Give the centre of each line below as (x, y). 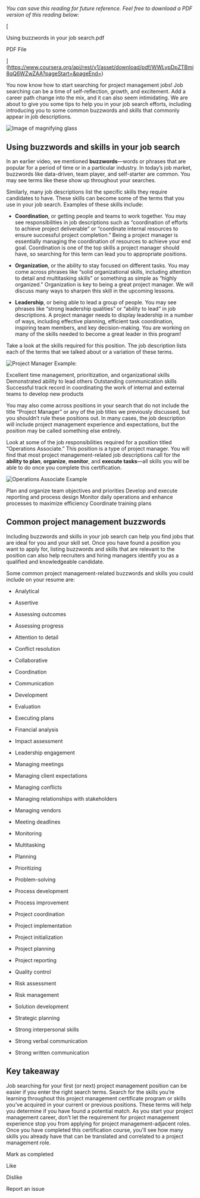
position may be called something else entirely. (64, 431)
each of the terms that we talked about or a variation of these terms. (90, 352)
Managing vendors (38, 810)
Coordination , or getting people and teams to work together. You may (100, 216)
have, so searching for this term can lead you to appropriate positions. (101, 254)
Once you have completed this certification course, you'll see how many (95, 1130)
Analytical (27, 591)
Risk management (37, 995)
